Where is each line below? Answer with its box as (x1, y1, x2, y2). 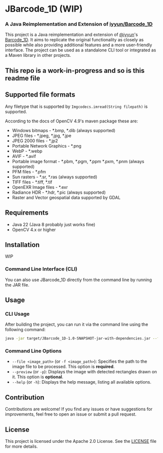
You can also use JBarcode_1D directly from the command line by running (5, 277, 152, 283)
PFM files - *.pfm (12, 168, 46, 174)
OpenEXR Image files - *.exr (12, 184, 68, 190)
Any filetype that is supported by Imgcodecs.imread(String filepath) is (5, 103, 148, 109)
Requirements (5, 209, 49, 217)
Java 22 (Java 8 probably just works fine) (12, 221, 96, 227)
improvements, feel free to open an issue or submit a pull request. (5, 411, 137, 417)
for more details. (5, 443, 38, 450)
